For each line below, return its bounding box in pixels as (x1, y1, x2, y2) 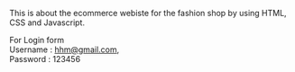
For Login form (9, 35, 65, 45)
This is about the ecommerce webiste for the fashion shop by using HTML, (9, 8, 287, 18)
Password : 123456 (9, 54, 81, 64)
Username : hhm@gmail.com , (9, 44, 120, 55)
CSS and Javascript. (9, 17, 86, 28)
